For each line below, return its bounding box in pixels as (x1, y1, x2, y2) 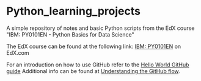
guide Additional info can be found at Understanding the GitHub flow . (6, 67, 180, 74)
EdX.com (6, 49, 29, 56)
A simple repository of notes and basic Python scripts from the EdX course (6, 24, 195, 32)
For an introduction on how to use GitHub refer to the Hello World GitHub (6, 61, 189, 68)
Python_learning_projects (6, 4, 141, 18)
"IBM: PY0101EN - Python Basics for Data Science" (6, 30, 134, 38)
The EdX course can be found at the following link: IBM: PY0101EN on (6, 43, 181, 50)
